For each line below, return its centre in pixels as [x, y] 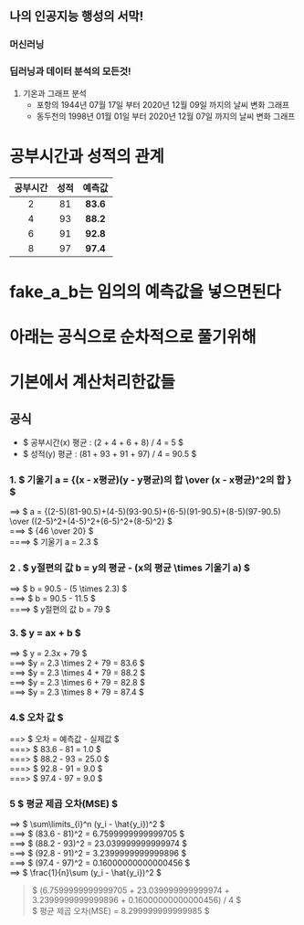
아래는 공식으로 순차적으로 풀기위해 [133, 337]
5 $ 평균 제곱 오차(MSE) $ [64, 804]
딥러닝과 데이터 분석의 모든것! [70, 71]
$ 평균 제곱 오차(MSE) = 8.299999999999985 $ [121, 911]
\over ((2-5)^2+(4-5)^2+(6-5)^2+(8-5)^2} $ [91, 521]
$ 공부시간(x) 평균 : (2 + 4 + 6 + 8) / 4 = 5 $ [103, 442]
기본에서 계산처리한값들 [92, 383]
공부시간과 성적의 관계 [87, 156]
